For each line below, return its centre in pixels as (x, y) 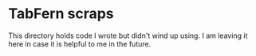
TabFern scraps (61, 14)
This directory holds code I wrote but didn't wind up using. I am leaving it (128, 35)
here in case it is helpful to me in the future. (80, 43)
